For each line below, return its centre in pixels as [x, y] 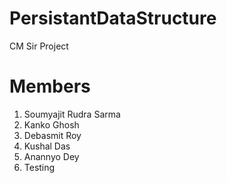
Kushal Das [47, 146]
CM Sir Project [39, 46]
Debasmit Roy [52, 135]
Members [50, 86]
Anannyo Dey [51, 156]
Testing [39, 167]
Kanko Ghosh [51, 124]
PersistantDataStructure [113, 18]
